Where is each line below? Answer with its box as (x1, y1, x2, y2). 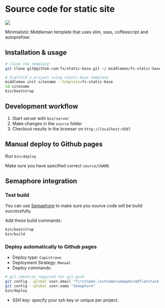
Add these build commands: (5, 217, 62, 223)
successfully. (5, 208, 32, 214)
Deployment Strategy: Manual (12, 260, 71, 266)
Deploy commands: (12, 265, 52, 271)
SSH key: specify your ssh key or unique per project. (12, 297, 119, 303)
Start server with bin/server (12, 115, 70, 121)
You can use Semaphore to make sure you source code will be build (5, 203, 142, 209)
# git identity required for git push (5, 275, 84, 279)
